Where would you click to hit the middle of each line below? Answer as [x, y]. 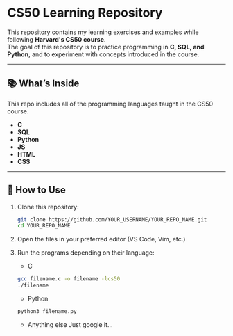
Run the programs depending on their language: [86, 253]
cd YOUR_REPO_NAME [44, 226]
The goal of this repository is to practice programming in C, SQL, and [106, 47]
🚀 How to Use [36, 190]
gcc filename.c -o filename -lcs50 [69, 279]
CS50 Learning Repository [85, 13]
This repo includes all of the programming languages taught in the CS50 [110, 104]
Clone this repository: [48, 207]
